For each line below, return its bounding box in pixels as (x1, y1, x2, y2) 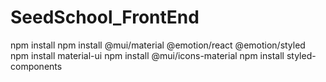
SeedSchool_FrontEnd (10, 6, 200, 29)
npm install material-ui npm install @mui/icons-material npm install (10, 49, 285, 61)
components (10, 60, 63, 72)
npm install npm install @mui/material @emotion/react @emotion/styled (10, 39, 306, 51)
